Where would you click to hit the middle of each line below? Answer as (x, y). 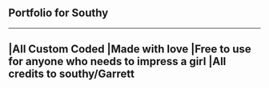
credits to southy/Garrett (71, 74)
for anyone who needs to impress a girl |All (117, 61)
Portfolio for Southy (58, 13)
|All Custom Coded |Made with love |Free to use (130, 50)
